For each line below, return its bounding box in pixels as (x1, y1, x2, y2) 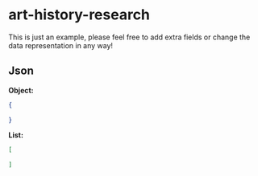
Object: (8, 85, 34, 95)
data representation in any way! (8, 40, 114, 50)
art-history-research (8, 6, 151, 24)
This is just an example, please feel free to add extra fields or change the (8, 32, 251, 42)
